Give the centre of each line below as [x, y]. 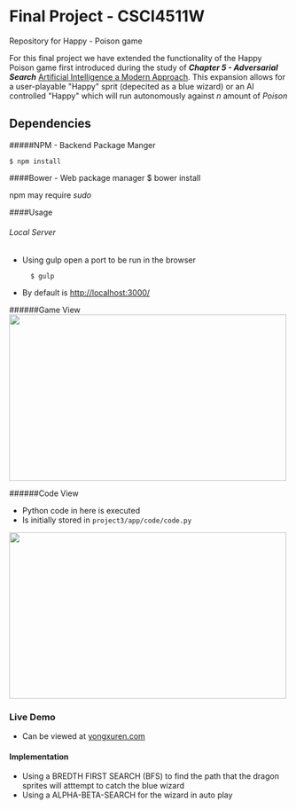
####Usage [31, 212]
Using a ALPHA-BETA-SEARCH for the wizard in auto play [127, 795]
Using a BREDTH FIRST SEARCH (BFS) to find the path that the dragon [150, 776]
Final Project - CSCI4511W [107, 16]
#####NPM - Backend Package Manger [82, 145]
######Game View [45, 310]
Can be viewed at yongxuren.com [84, 736]
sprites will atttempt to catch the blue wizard [103, 786]
